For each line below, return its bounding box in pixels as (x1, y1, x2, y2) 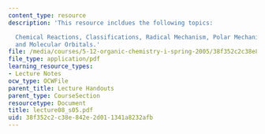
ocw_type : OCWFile (8, 76, 69, 85)
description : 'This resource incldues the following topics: (8, 19, 214, 27)
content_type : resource (8, 11, 87, 20)
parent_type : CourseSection (8, 91, 101, 99)
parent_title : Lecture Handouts (8, 84, 114, 92)
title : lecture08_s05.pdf (8, 106, 93, 114)
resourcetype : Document (8, 99, 87, 107)
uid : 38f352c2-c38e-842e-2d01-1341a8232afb (8, 114, 154, 122)
